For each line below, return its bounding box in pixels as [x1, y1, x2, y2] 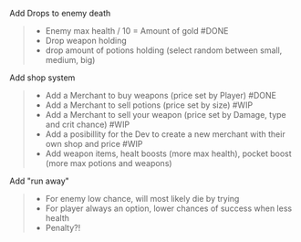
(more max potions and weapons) [45, 158, 172, 168]
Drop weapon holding [45, 36, 128, 46]
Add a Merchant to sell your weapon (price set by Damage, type [45, 110, 286, 120]
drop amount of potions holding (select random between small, [45, 45, 283, 56]
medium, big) [45, 55, 96, 65]
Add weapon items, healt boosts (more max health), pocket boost [45, 148, 292, 159]
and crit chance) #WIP [45, 119, 130, 130]
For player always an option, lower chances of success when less [45, 203, 293, 214]
